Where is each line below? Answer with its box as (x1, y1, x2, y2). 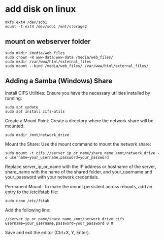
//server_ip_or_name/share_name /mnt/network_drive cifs (5, 216, 125, 221)
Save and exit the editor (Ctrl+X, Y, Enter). (5, 229, 90, 235)
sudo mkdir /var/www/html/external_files (5, 59, 92, 64)
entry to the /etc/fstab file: (5, 189, 59, 195)
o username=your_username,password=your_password (5, 155, 109, 160)
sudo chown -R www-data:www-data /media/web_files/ (5, 55, 113, 60)
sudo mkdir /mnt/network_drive (5, 132, 69, 137)
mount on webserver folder (5, 37, 91, 46)
